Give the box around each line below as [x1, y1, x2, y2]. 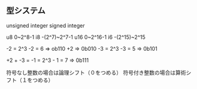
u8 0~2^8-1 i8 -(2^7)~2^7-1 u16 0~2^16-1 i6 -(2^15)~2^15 [6, 33, 146, 41]
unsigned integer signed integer [6, 22, 85, 29]
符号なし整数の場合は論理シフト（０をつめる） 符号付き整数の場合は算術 [6, 69, 186, 76]
